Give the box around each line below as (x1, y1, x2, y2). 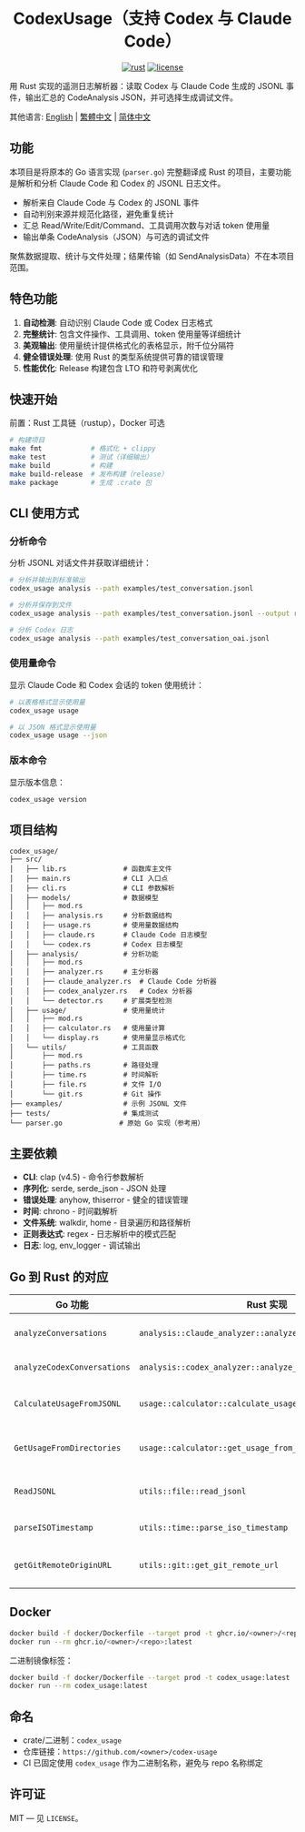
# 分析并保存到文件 (9, 601, 73, 610)
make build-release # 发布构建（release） (9, 470, 168, 479)
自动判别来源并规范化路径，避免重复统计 (22, 208, 174, 219)
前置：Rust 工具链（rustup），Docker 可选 (9, 418, 165, 429)
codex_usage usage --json (9, 731, 107, 740)
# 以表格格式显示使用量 (9, 697, 86, 706)
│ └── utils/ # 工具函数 (9, 1043, 159, 1052)
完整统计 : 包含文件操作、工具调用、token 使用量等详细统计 (22, 329, 242, 339)
